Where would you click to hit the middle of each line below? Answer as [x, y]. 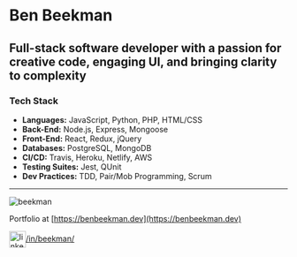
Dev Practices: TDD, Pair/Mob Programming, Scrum [117, 176]
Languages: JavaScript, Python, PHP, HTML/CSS [112, 119]
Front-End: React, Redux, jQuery [82, 139]
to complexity [48, 76]
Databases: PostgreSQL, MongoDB [87, 147]
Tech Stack [34, 101]
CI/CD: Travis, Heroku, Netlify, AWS [87, 157]
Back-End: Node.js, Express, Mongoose [95, 129]
